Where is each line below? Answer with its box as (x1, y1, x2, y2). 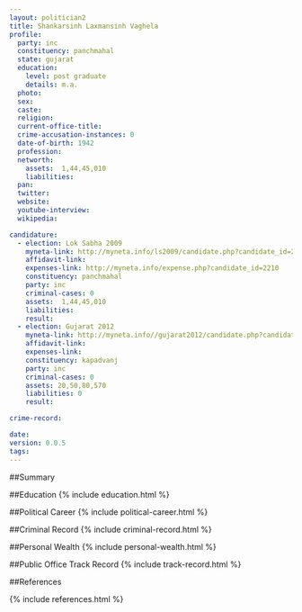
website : (17, 197, 50, 207)
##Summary (9, 472, 56, 482)
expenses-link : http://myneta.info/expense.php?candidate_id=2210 (25, 264, 280, 273)
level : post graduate (25, 72, 106, 81)
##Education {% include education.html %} (9, 489, 171, 499)
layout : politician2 (9, 13, 87, 22)
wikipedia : (17, 213, 58, 223)
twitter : (17, 189, 50, 198)
